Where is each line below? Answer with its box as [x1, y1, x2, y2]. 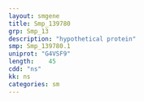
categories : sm [8, 80, 60, 88]
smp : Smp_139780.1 [8, 42, 71, 50]
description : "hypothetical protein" [8, 34, 137, 43]
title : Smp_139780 [8, 20, 71, 28]
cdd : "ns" [8, 65, 42, 73]
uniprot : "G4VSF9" [8, 50, 71, 58]
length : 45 [8, 58, 57, 66]
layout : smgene [8, 11, 60, 20]
